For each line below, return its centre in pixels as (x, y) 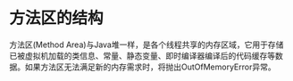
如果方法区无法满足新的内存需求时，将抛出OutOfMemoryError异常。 (150, 67)
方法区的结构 (57, 18)
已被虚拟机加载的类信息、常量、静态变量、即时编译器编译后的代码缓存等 (142, 55)
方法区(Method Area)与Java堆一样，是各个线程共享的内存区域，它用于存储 (146, 45)
